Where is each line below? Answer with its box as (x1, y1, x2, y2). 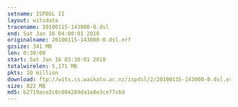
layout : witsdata (7, 17, 59, 24)
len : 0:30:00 (7, 50, 46, 57)
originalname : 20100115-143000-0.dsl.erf (7, 37, 132, 44)
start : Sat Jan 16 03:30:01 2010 (7, 56, 106, 63)
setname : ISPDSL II (7, 10, 65, 18)
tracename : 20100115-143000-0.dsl (7, 23, 110, 30)
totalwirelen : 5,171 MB (7, 63, 78, 70)
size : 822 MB (7, 82, 46, 89)
